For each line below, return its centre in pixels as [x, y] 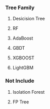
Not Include [20, 81]
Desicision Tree [29, 19]
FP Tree [21, 102]
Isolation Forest [29, 92]
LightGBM [23, 68]
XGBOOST [23, 58]
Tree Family [20, 8]
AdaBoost [23, 38]
